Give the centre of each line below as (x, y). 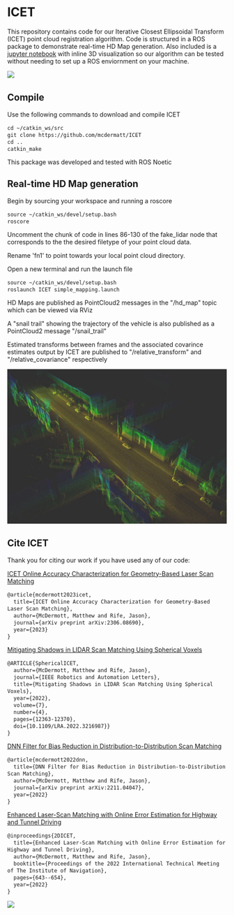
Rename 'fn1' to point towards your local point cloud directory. (96, 255)
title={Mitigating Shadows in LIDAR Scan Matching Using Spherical (114, 684)
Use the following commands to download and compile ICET (94, 114)
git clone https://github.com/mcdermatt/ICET (74, 135)
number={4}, (31, 712)
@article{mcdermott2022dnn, (48, 760)
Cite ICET (28, 543)
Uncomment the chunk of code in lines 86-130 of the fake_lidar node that (112, 234)
